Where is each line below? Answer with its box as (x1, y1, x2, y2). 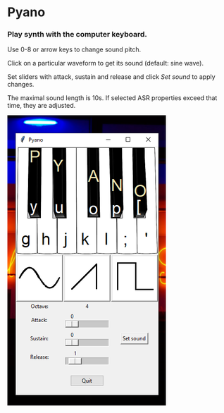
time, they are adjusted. (7, 101, 76, 110)
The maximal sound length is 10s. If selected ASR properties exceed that (7, 94, 218, 102)
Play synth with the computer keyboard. (7, 30, 148, 39)
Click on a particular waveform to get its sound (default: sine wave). (7, 59, 204, 68)
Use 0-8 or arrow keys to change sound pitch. (7, 45, 142, 54)
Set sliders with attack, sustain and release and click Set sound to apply (7, 73, 216, 81)
